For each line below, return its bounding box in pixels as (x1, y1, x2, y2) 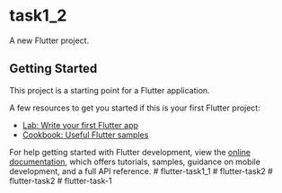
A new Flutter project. (9, 35, 90, 46)
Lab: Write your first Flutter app (22, 119, 139, 130)
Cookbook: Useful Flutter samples (22, 129, 149, 140)
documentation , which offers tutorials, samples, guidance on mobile (9, 156, 260, 167)
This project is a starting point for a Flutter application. (9, 84, 210, 95)
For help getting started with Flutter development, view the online (9, 146, 251, 157)
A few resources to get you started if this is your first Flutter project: (9, 102, 260, 113)
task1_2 (9, 5, 67, 26)
